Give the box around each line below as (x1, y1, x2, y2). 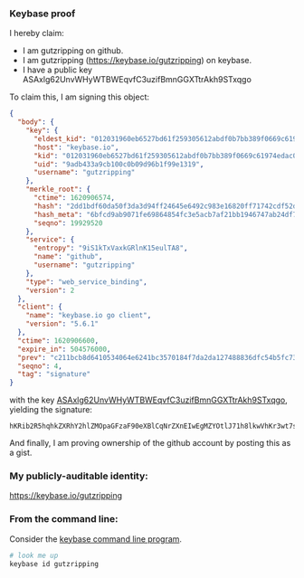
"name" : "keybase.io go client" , (25, 311, 152, 320)
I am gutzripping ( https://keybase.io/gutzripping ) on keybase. (22, 55, 252, 66)
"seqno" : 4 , (17, 361, 63, 371)
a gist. (9, 447, 33, 459)
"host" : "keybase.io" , (33, 143, 119, 152)
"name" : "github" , (33, 252, 103, 261)
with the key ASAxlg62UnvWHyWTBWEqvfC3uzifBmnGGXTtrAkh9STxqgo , (9, 394, 288, 405)
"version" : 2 (25, 286, 75, 295)
